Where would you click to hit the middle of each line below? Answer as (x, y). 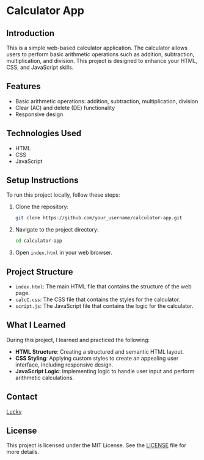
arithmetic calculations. (45, 378)
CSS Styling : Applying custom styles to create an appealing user (97, 358)
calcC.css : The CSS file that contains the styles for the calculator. (97, 299)
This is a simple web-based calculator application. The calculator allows (97, 48)
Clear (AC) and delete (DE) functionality (65, 108)
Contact (22, 397)
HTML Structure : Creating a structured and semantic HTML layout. (100, 351)
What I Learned (36, 325)
